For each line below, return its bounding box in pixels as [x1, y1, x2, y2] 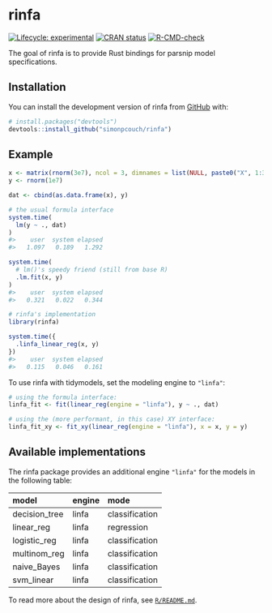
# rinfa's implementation [8, 311, 96, 319]
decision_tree [12, 508, 64, 520]
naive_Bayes [12, 561, 61, 572]
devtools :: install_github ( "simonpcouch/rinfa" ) [8, 125, 172, 133]
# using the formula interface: [8, 393, 117, 401]
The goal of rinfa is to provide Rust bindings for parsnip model [8, 48, 216, 58]
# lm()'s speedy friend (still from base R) [15, 266, 168, 274]
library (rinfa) [8, 318, 60, 326]
